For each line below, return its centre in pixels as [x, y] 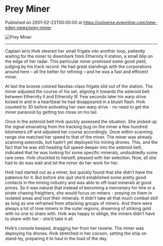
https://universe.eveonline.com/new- [120, 22]
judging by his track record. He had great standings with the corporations [78, 66]
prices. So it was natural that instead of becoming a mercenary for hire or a [80, 188]
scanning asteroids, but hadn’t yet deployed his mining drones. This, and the [81, 142]
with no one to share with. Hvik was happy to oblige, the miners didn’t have [80, 213]
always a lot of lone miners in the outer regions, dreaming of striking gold [78, 208]
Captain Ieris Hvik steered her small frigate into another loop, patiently [75, 51]
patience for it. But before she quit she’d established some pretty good [76, 177]
